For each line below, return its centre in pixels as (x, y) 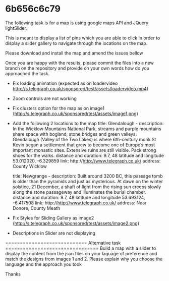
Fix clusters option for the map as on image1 (59, 108)
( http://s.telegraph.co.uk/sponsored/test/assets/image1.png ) (75, 114)
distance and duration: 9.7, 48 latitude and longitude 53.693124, (79, 197)
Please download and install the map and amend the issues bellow (74, 53)
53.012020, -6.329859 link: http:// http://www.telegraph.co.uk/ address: (87, 161)
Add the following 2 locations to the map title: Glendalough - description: (88, 123)
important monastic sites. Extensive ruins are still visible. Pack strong (84, 150)
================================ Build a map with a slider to (81, 248)
